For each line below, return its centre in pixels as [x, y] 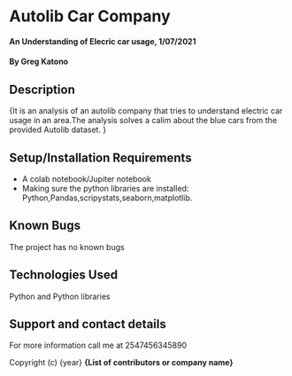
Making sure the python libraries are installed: [105, 188]
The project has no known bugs [67, 247]
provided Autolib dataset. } [58, 129]
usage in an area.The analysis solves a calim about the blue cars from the [143, 121]
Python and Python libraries [60, 296]
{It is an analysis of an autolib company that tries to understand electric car [146, 111]
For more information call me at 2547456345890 [98, 345]
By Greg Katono [39, 62]
